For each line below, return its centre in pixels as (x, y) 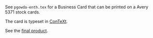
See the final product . (27, 31)
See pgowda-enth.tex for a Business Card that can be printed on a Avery (77, 7)
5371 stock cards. (23, 12)
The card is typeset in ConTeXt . (36, 21)
